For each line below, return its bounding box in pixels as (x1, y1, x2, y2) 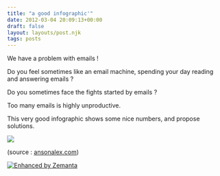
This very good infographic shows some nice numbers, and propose (7, 114, 200, 123)
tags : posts (7, 36, 41, 42)
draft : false (7, 23, 45, 29)
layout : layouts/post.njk (7, 29, 81, 36)
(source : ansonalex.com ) (7, 148, 80, 156)
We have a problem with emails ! (7, 54, 99, 62)
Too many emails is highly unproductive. (7, 101, 121, 110)
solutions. (7, 122, 35, 130)
